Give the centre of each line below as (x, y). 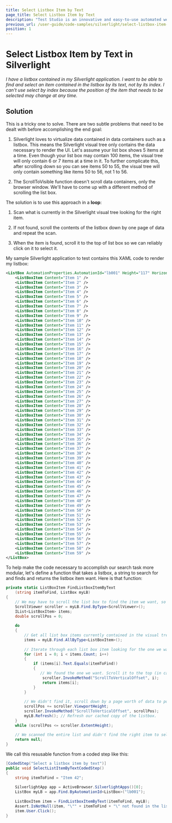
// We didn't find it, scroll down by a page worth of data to (93, 702)
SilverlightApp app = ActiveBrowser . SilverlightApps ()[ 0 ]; (79, 787)
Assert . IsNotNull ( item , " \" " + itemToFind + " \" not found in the (87, 806)
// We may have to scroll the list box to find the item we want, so (91, 602)
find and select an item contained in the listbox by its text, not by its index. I (85, 85)
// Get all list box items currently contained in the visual (92, 635)
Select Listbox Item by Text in (69, 54)
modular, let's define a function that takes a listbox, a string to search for (82, 573)
